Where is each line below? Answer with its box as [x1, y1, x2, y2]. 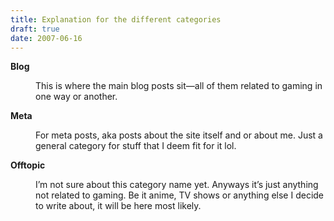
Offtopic [10, 159, 46, 171]
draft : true [10, 24, 60, 34]
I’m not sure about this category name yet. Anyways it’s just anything [35, 179, 319, 191]
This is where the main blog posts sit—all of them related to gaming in [35, 80, 323, 92]
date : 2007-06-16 [10, 33, 83, 43]
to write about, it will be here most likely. [35, 200, 202, 212]
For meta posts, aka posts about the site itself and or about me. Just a [35, 129, 323, 141]
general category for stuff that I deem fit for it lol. [35, 140, 237, 152]
